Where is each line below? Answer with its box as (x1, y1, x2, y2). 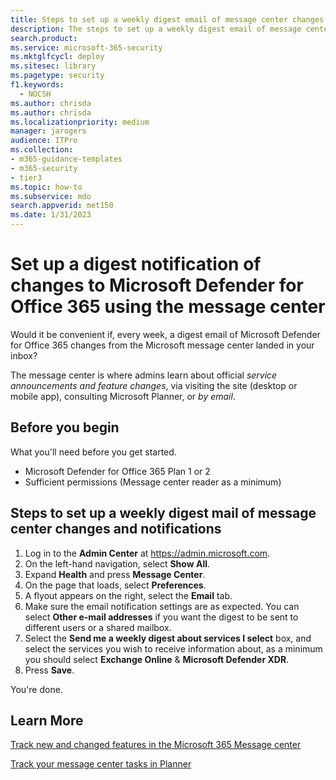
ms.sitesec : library (10, 61, 97, 71)
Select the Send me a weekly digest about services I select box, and (24, 632, 312, 644)
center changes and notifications (10, 521, 222, 538)
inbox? (10, 349, 38, 361)
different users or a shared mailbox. (24, 621, 172, 633)
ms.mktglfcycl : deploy (10, 52, 105, 62)
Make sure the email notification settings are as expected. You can (24, 600, 300, 612)
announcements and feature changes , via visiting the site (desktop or (10, 379, 298, 391)
